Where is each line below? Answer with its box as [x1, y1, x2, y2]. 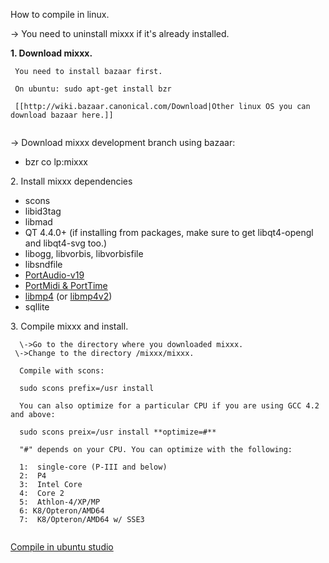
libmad [24, 216, 53, 228]
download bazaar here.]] [10, 110, 114, 120]
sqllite [24, 301, 50, 313]
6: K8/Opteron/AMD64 [19, 506, 105, 516]
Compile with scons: [19, 366, 105, 376]
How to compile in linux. [10, 9, 110, 20]
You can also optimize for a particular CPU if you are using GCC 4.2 [19, 401, 320, 411]
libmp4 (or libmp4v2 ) [24, 290, 113, 302]
